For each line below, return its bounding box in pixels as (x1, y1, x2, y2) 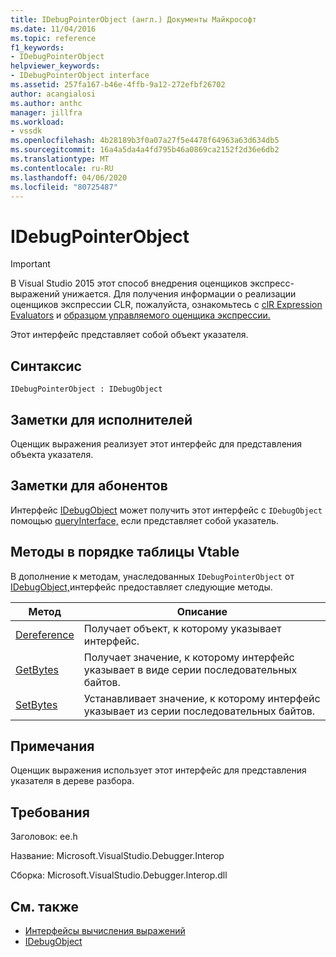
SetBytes (15, 697, 58, 711)
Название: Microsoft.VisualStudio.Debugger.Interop (10, 850, 225, 862)
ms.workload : (10, 117, 65, 127)
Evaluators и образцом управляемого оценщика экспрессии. (10, 309, 271, 321)
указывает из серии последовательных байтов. (83, 704, 316, 718)
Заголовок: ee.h (10, 831, 78, 843)
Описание (176, 604, 228, 618)
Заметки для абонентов (10, 477, 168, 495)
